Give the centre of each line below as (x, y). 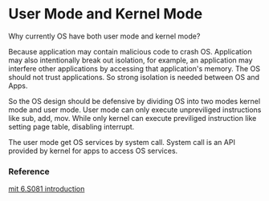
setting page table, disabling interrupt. (71, 127)
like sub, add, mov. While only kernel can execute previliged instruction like (132, 118)
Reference (29, 171)
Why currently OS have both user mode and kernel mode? (104, 36)
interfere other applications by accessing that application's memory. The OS (134, 68)
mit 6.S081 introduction (47, 189)
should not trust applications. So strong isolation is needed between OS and (134, 77)
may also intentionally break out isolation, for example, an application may (130, 60)
